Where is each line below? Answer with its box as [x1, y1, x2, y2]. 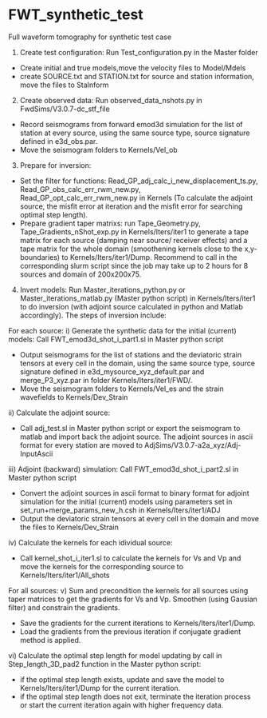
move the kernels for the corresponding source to [19, 561, 183, 571]
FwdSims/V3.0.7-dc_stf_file [19, 104, 110, 114]
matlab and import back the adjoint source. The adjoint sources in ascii [19, 432, 253, 441]
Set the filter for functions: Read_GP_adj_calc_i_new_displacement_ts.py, [19, 176, 258, 185]
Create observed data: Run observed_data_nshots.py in [19, 95, 202, 105]
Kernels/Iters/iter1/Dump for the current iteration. [19, 683, 181, 692]
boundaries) [19, 252, 61, 261]
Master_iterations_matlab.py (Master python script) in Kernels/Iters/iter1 [19, 293, 256, 303]
